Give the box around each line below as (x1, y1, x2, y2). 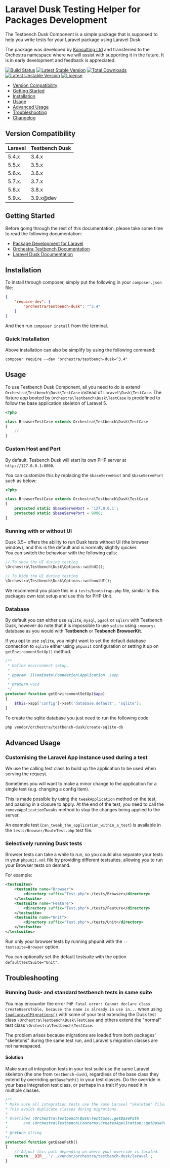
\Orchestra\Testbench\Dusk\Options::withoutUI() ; (5, 578, 112, 583)
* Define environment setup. (7, 663, 69, 668)
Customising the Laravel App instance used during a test (5, 753, 148, 761)
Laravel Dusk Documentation (12, 251, 73, 257)
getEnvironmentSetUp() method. (5, 648, 72, 654)
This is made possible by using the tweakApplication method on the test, (5, 796, 157, 802)
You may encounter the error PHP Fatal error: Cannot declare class (5, 1000, 151, 1006)
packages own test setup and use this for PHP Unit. (5, 593, 113, 599)
